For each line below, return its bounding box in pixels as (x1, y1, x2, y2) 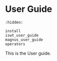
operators (5, 41, 26, 47)
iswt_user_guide (5, 33, 39, 38)
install (5, 28, 21, 33)
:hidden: (5, 20, 23, 25)
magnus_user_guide (5, 37, 43, 42)
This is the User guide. (5, 50, 51, 56)
